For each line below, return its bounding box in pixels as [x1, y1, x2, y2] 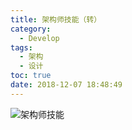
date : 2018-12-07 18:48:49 [10, 80, 123, 90]
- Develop [19, 33, 60, 43]
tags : [10, 42, 33, 53]
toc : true [10, 71, 52, 81]
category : [10, 24, 52, 34]
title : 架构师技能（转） [10, 14, 102, 25]
